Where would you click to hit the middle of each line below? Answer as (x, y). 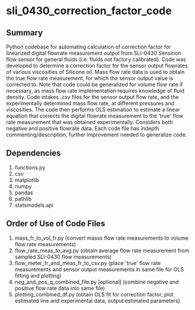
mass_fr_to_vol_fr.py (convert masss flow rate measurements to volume (102, 238)
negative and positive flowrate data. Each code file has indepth (83, 128)
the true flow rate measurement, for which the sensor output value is (90, 78)
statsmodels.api (34, 205)
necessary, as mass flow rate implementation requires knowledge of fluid (95, 91)
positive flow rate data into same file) (60, 288)
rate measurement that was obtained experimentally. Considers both (90, 122)
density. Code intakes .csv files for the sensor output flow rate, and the (92, 97)
